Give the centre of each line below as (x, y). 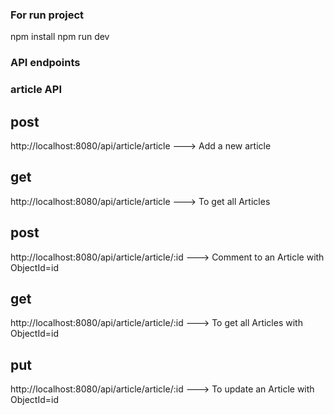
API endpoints (45, 63)
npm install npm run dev (60, 37)
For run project (47, 15)
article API (36, 90)
